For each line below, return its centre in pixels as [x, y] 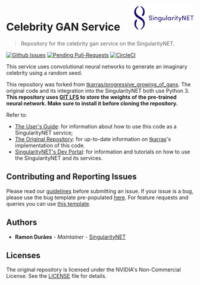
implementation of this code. [50, 145]
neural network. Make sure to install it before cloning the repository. [92, 103]
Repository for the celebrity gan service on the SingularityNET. [98, 43]
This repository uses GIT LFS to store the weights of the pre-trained [91, 97]
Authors [22, 223]
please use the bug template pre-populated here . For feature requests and [97, 197]
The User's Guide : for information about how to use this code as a [96, 126]
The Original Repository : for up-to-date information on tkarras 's [93, 139]
